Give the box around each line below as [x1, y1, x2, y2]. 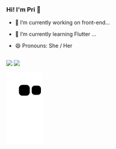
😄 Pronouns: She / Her [14, 42, 73, 50]
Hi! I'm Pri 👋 [6, 5, 41, 14]
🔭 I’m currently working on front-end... [14, 19, 110, 26]
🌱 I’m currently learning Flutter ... [14, 31, 97, 38]
